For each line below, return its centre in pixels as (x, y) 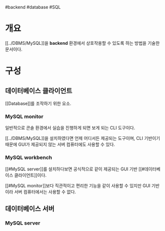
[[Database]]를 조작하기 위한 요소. (38, 103)
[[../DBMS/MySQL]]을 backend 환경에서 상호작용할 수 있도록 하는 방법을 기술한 (82, 43)
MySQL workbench (29, 158)
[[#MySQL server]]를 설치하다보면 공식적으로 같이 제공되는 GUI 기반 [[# (75, 169)
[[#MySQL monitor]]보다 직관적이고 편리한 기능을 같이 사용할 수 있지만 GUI (78, 185)
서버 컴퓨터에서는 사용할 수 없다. (45, 192)
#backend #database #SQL (33, 7)
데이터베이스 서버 (30, 209)
